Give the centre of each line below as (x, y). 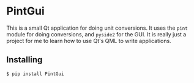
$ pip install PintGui (35, 74)
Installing (24, 60)
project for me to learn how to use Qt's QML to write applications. (89, 41)
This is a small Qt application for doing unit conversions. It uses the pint (97, 28)
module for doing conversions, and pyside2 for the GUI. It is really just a (96, 34)
